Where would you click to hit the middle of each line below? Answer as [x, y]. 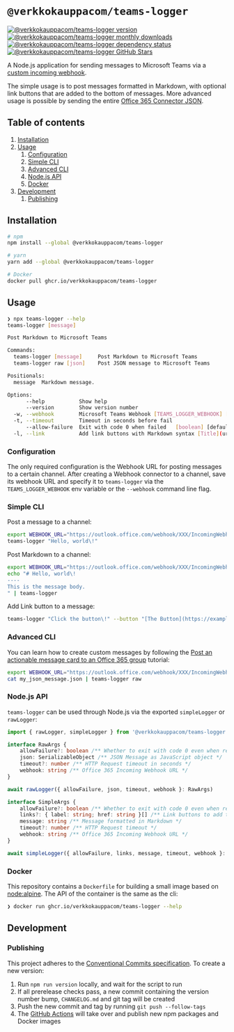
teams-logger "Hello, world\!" [53, 541]
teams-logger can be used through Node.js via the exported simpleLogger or [116, 712]
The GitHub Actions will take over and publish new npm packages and [118, 1013]
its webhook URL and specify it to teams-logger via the [85, 482]
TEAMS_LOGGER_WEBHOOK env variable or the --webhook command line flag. [109, 489]
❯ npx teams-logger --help [46, 319]
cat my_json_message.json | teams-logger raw [74, 679]
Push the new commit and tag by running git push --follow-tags [111, 1006]
